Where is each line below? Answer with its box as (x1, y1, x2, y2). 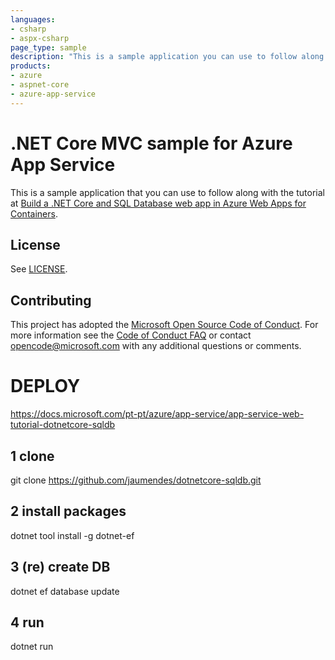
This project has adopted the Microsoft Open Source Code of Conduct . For (10, 319, 319, 331)
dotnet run (10, 641, 54, 653)
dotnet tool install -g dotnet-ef (10, 529, 135, 541)
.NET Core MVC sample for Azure (10, 132, 293, 155)
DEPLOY (10, 375, 81, 398)
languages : (10, 14, 56, 25)
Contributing (10, 292, 92, 309)
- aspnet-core (10, 80, 70, 90)
